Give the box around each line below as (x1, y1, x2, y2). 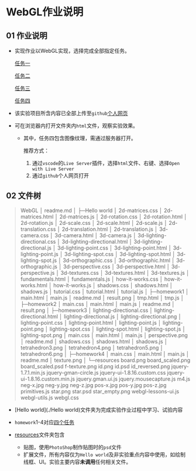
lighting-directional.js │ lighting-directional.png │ (64, 312, 182, 320)
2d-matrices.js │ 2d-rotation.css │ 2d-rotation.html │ (59, 213, 187, 220)
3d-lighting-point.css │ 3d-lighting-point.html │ (57, 244, 172, 251)
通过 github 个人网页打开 (32, 172, 90, 179)
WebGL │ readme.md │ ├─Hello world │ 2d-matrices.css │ (20, 207, 163, 214)
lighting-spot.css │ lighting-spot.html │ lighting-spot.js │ (49, 325, 186, 332)
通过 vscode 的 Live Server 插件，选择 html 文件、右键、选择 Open (32, 160, 180, 166)
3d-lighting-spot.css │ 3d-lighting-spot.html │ (64, 250, 176, 257)
